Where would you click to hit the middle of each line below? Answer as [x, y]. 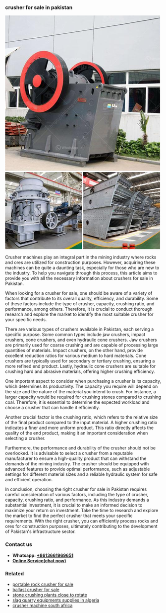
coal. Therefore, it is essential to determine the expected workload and [77, 402]
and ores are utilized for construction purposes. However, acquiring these [81, 263]
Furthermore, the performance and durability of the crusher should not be [81, 448]
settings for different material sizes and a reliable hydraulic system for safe [81, 474]
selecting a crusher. [25, 438]
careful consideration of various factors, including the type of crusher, [77, 495]
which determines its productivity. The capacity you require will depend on [82, 386]
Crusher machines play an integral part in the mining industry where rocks [81, 257]
